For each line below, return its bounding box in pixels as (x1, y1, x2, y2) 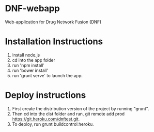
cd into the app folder (12, 57, 56, 63)
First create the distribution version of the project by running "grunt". (12, 105, 149, 112)
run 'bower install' (12, 67, 48, 73)
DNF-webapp (5, 3, 60, 14)
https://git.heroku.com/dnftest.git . (12, 116, 80, 122)
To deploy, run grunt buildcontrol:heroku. (12, 121, 94, 127)
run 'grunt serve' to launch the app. (12, 72, 83, 78)
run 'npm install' (12, 62, 45, 68)
